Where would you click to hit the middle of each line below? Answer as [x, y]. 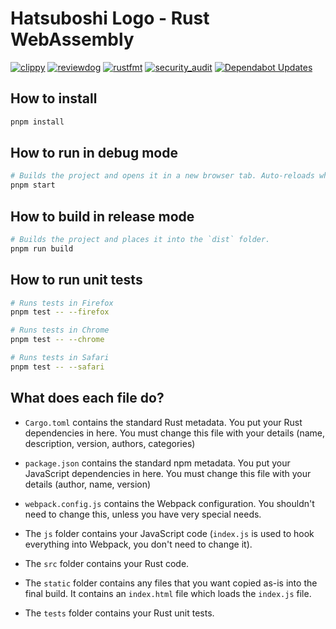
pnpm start [33, 185]
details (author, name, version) [88, 484]
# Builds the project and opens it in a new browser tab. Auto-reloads [162, 176]
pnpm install [37, 122]
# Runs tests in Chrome [60, 330]
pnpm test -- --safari [57, 367]
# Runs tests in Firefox [62, 303]
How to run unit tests [76, 280]
